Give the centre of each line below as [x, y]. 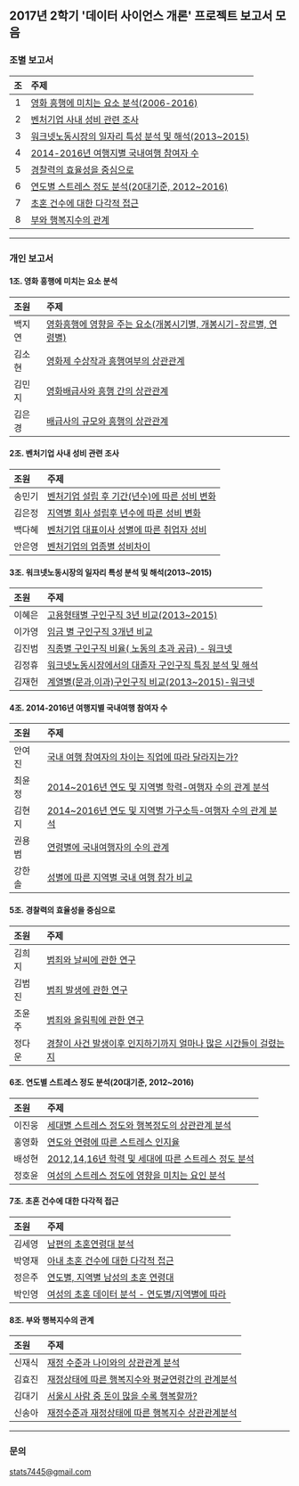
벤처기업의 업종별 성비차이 [99, 546]
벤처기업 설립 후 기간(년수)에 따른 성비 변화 [132, 497]
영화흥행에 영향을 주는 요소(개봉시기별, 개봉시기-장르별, [156, 324]
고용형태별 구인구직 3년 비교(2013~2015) [133, 615]
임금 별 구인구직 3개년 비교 [100, 632]
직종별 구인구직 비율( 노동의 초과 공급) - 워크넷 [140, 649]
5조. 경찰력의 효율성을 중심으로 [62, 910]
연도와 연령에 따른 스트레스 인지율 [114, 1142]
